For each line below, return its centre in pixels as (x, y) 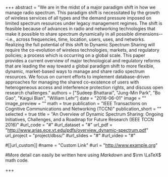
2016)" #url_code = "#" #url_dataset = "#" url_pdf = (59, 125)
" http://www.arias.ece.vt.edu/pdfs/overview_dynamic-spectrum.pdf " (77, 130)
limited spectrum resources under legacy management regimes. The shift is (84, 23)
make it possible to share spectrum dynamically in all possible (69, 34)
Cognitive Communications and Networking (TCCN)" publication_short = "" (83, 109)
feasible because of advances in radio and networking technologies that (80, 29)
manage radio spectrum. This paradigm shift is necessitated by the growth (82, 13)
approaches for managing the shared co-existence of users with (72, 82)
